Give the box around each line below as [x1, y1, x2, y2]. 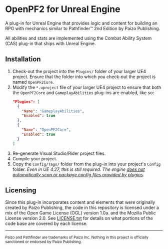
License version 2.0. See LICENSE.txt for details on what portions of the [5, 215, 153, 221]
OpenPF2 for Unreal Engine [5, 4, 120, 15]
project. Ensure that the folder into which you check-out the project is [12, 74, 156, 80]
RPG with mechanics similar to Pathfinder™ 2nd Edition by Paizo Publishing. [5, 25, 160, 31]
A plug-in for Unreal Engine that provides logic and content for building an [5, 20, 157, 26]
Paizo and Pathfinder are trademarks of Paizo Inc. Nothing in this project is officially [5, 235, 149, 240]
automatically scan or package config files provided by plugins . [12, 171, 144, 177]
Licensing [5, 186, 36, 194]
